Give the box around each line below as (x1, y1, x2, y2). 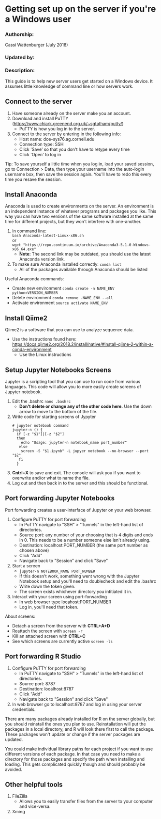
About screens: (5, 613, 35, 619)
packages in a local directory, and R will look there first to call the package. (5, 726, 155, 732)
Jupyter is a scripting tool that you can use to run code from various (5, 378, 141, 384)
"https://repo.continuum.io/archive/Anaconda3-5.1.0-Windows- (23, 242, 151, 248)
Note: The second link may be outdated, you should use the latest (19, 251, 151, 257)
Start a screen (12, 562, 41, 568)
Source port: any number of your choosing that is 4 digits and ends (19, 532, 153, 538)
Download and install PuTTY (12, 115, 69, 121)
